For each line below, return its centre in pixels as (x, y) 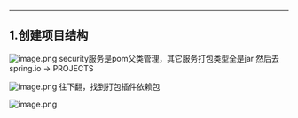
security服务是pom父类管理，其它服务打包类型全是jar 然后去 (169, 58)
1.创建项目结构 (49, 36)
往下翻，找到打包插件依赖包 (110, 86)
